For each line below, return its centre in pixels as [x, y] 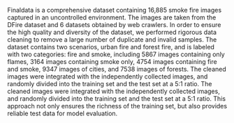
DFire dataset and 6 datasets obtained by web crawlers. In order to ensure [114, 25]
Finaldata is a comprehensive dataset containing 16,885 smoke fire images [115, 10]
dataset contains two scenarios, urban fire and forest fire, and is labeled [111, 47]
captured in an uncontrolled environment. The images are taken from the [112, 17]
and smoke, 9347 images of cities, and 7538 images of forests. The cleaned [117, 69]
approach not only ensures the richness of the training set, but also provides [117, 106]
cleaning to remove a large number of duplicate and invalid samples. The [112, 40]
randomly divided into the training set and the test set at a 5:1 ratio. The [110, 84]
